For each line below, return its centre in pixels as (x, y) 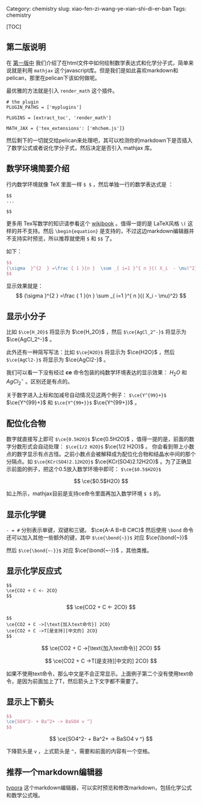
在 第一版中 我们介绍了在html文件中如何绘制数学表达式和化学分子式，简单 (97, 63)
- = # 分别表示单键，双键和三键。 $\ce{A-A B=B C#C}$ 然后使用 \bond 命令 (100, 530)
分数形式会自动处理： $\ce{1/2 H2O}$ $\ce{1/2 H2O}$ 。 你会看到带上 (97, 447)
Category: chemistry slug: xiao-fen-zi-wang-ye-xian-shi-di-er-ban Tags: (96, 9)
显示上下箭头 (30, 702)
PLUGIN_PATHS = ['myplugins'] (44, 107)
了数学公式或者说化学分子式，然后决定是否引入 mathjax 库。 (81, 147)
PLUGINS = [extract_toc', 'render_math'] (59, 118)
